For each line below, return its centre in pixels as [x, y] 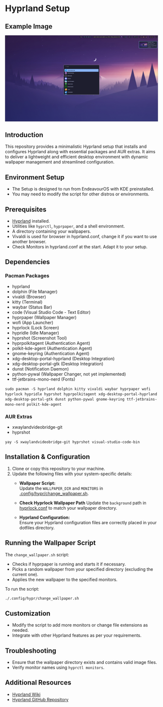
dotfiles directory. [37, 528]
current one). [25, 574]
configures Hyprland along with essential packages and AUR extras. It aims [80, 152]
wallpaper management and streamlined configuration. [60, 162]
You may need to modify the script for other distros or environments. [81, 194]
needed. [20, 630]
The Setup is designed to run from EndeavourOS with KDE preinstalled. [83, 189]
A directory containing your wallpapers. [51, 231]
